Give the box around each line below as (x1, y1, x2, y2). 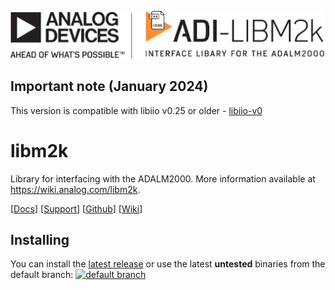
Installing (10, 232, 70, 248)
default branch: (10, 269, 74, 281)
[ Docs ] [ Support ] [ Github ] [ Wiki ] (10, 202, 143, 215)
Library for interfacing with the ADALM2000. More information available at (10, 172, 316, 185)
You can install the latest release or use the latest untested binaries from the (10, 258, 326, 270)
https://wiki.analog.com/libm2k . (10, 183, 141, 195)
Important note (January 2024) (10, 78, 209, 95)
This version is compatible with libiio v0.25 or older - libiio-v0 (10, 104, 263, 116)
